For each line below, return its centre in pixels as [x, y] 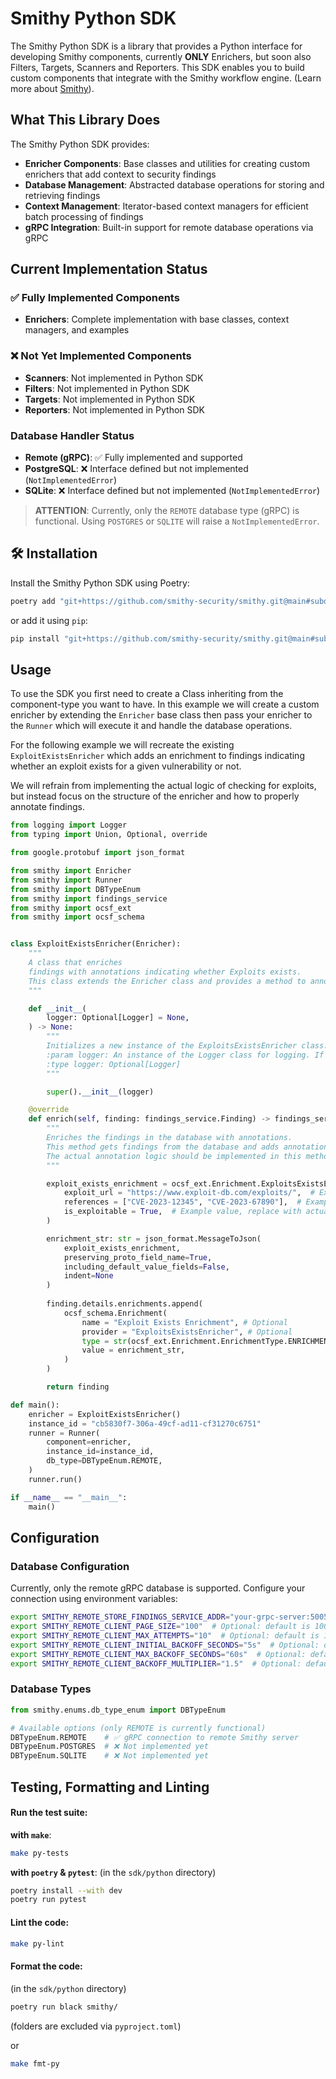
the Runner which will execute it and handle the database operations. [151, 726]
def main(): [35, 1405]
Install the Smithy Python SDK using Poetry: [100, 583]
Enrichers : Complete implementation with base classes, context [157, 319]
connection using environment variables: [94, 1599]
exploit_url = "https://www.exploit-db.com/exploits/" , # [189, 1193]
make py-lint [37, 1943]
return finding [78, 1387]
